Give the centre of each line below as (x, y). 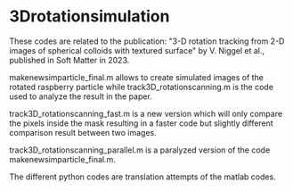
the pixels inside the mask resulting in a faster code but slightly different (141, 123)
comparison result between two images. (83, 132)
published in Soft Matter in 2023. (69, 60)
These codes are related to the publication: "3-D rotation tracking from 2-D (147, 41)
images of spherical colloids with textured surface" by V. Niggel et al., (137, 50)
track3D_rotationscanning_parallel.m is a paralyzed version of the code (140, 150)
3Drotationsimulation (90, 17)
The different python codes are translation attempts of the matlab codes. (142, 177)
